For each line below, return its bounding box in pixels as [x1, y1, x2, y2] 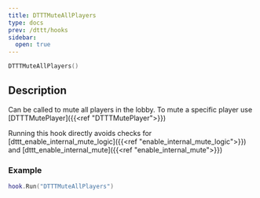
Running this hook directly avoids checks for [8, 128, 152, 137]
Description [8, 84, 67, 97]
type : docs [8, 19, 44, 27]
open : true [15, 41, 51, 49]
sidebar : [8, 33, 37, 42]
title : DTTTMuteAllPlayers [8, 11, 97, 20]
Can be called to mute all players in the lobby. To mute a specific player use [8, 104, 253, 114]
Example [8, 164, 42, 175]
